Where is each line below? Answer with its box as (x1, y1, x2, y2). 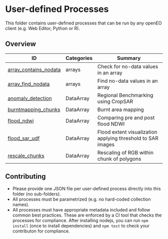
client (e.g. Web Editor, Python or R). (5, 25, 80, 31)
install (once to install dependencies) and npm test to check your (12, 223, 150, 229)
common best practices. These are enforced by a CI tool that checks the (12, 212, 162, 218)
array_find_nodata (7, 80, 50, 87)
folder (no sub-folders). (12, 191, 61, 197)
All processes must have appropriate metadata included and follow (12, 207, 150, 213)
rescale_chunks (7, 152, 45, 159)
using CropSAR (97, 98, 133, 105)
